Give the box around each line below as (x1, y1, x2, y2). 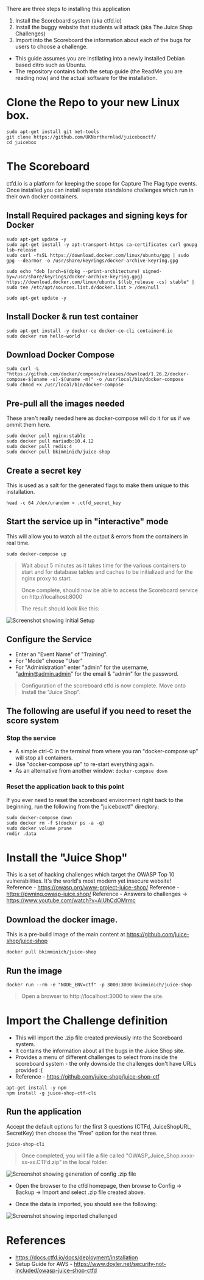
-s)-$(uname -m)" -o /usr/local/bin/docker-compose (49, 377, 184, 383)
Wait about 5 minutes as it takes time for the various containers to (21, 562, 186, 569)
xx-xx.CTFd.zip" (21, 1158, 62, 1165)
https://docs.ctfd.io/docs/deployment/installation (15, 1254, 138, 1261)
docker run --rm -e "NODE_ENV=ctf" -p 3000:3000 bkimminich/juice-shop (6, 982, 192, 988)
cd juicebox (6, 139, 37, 145)
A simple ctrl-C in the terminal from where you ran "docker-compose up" (15, 748, 199, 755)
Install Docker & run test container (6, 311, 139, 322)
